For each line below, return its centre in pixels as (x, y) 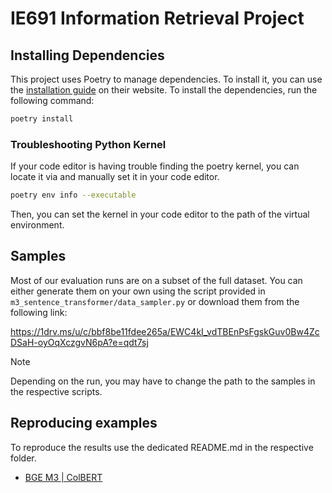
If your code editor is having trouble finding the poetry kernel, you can (155, 166)
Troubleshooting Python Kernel (88, 144)
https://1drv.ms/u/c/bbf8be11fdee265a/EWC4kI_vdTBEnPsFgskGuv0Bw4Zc (165, 331)
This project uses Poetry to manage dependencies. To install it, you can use (166, 79)
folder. (23, 458)
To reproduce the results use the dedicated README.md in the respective (162, 447)
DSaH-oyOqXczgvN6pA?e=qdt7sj (79, 342)
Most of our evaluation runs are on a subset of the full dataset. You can (156, 280)
